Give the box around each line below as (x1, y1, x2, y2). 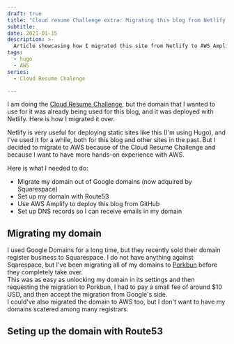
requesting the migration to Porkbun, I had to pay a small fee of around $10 (7, 283, 223, 291)
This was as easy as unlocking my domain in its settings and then (7, 276, 195, 284)
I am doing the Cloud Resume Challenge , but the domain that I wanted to (7, 100, 216, 109)
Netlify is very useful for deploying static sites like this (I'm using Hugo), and (7, 128, 226, 136)
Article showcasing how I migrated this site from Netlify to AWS (13, 42, 210, 49)
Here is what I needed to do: (7, 164, 88, 173)
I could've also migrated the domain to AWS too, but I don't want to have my (7, 297, 226, 306)
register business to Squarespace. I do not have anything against (7, 253, 194, 262)
